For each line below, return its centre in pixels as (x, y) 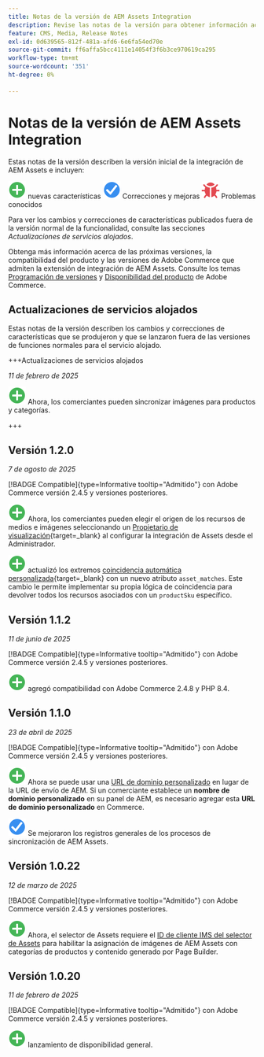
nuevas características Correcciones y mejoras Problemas (141, 196)
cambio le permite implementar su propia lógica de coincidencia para (120, 587)
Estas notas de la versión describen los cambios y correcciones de (117, 329)
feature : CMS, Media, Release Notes (68, 33)
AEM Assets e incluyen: (46, 170)
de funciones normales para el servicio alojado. (85, 346)
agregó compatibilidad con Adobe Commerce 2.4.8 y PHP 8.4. (128, 688)
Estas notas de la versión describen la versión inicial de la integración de (126, 161)
